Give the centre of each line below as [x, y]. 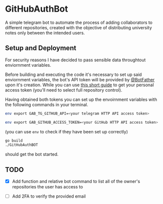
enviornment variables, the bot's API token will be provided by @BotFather [80, 79]
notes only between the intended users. [45, 33]
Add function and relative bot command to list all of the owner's [76, 182]
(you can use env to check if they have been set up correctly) [67, 131]
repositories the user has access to [47, 187]
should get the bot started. [32, 154]
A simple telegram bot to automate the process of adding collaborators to [79, 22]
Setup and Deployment [41, 48]
